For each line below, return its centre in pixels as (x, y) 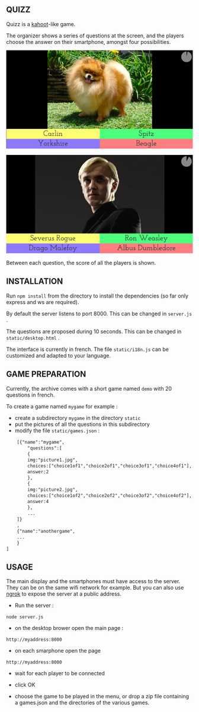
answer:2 (38, 471)
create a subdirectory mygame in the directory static (78, 417)
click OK (25, 685)
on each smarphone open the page (58, 651)
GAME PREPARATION (46, 374)
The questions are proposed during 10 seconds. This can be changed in (94, 331)
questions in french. (31, 395)
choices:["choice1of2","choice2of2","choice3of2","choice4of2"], (110, 495)
